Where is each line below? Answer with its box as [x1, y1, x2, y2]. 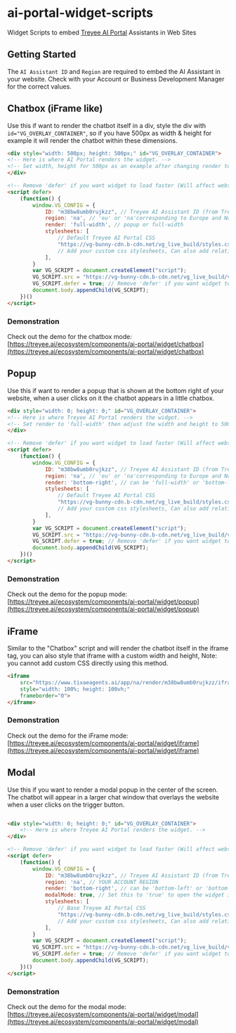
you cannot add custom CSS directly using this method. [7, 659, 169, 667]
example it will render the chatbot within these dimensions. [7, 136, 178, 145]
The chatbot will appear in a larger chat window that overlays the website [7, 793, 220, 801]
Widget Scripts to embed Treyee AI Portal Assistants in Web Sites [7, 28, 197, 37]
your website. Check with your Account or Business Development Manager [7, 75, 225, 83]
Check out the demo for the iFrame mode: [7, 731, 129, 740]
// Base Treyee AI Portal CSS [57, 905, 146, 912]
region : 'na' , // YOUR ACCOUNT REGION [44, 878, 159, 885]
